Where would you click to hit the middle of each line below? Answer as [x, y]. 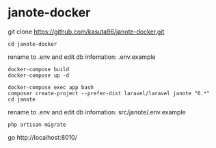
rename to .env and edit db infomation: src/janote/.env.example [97, 112]
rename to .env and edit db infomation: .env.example [82, 57]
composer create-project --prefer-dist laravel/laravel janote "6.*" [109, 93]
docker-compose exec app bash [51, 87]
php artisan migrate [37, 125]
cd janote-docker [32, 44]
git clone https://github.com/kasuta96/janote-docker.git [86, 32]
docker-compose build [39, 69]
